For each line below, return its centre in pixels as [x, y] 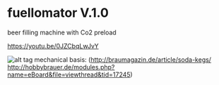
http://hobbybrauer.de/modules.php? [61, 67]
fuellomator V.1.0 [58, 13]
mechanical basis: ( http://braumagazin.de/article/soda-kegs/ [123, 59]
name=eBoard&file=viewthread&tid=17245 [69, 74]
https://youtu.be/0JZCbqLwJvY [53, 46]
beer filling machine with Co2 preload [62, 32]
